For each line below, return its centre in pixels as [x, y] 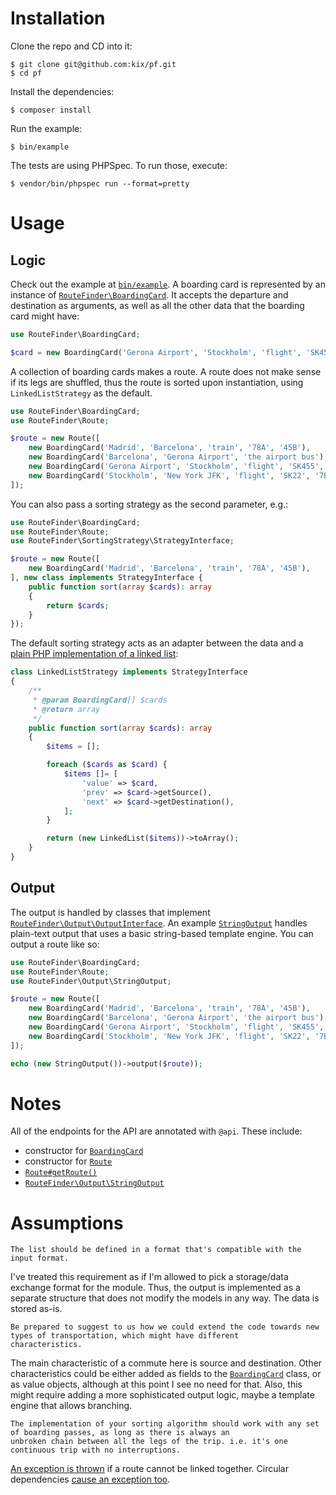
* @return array [66, 709]
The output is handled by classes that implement [110, 912]
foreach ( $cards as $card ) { [107, 765]
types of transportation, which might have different [125, 1336]
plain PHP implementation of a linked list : [94, 654]
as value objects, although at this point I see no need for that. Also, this [156, 1384]
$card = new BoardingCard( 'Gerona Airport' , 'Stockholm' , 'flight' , [156, 352]
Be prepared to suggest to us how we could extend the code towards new [165, 1327]
